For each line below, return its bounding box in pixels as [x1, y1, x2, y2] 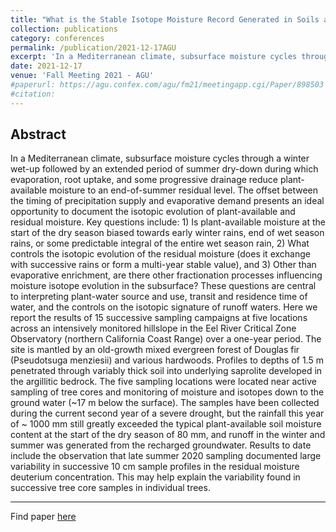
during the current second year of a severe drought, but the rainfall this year [10, 407, 325, 420]
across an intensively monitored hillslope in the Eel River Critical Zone [10, 322, 297, 335]
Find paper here [10, 511, 77, 523]
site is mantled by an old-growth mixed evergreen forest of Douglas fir [10, 344, 300, 356]
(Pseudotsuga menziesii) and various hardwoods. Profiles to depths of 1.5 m [10, 354, 324, 366]
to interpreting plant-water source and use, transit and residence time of [10, 291, 308, 303]
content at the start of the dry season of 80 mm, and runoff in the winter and [10, 429, 326, 441]
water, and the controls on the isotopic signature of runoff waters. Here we [10, 301, 318, 313]
